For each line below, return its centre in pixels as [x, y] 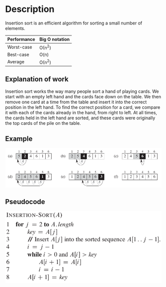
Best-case [18, 54]
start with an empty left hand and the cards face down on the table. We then [83, 96]
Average [16, 62]
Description [30, 9]
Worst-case [20, 47]
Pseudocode [25, 201]
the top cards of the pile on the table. [43, 123]
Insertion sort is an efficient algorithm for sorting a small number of [74, 23]
